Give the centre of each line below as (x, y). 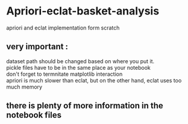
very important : (37, 47)
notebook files (34, 115)
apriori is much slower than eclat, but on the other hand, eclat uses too (94, 80)
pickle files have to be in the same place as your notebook (78, 67)
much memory (24, 87)
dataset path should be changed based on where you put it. (80, 61)
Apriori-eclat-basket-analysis (83, 11)
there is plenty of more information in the (85, 106)
